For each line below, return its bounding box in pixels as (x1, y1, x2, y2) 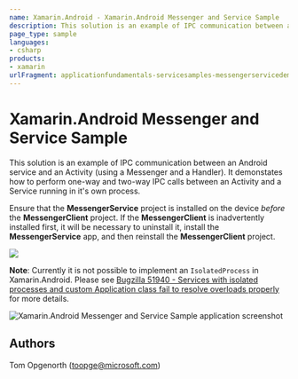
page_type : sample (9, 29, 77, 38)
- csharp (9, 46, 42, 55)
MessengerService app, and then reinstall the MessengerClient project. (9, 231, 276, 241)
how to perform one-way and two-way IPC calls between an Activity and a (9, 176, 282, 186)
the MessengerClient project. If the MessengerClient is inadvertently (9, 212, 264, 223)
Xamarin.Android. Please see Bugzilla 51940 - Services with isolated (9, 274, 259, 285)
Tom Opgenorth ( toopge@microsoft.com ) (9, 359, 161, 370)
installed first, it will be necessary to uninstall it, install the (9, 221, 220, 232)
